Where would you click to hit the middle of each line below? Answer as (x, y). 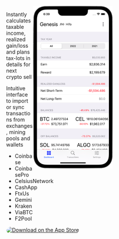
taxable (15, 27)
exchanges (19, 126)
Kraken (23, 206)
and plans (18, 52)
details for (18, 64)
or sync (15, 107)
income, (16, 33)
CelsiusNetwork (34, 181)
